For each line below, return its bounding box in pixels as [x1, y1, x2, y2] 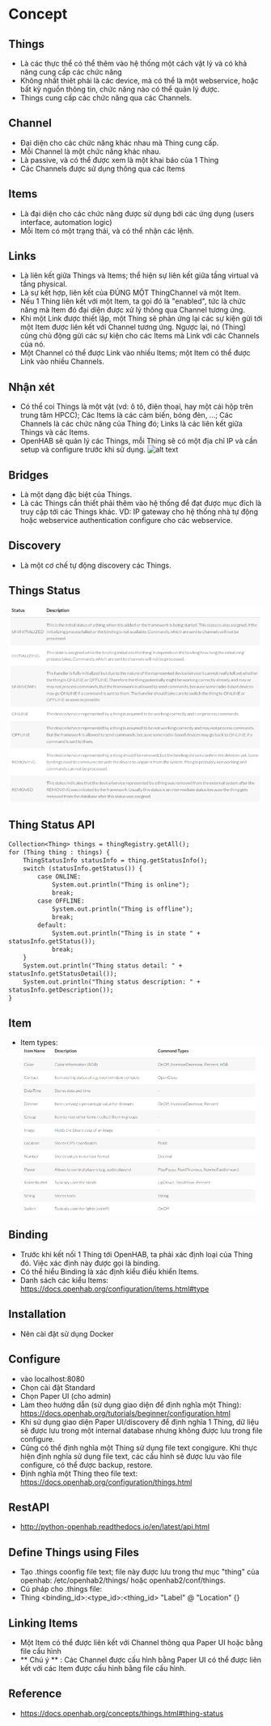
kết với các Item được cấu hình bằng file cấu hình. [19, 1663, 187, 1673]
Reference [8, 1687, 62, 1701]
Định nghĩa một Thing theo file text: [19, 1469, 138, 1478]
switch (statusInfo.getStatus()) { [23, 865, 143, 873]
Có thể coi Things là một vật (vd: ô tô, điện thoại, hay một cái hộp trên [19, 402, 253, 411]
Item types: [19, 1037, 58, 1047]
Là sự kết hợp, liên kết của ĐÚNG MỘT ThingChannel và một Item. [19, 288, 241, 298]
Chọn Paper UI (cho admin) [19, 1391, 112, 1401]
